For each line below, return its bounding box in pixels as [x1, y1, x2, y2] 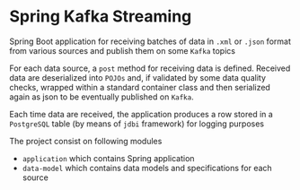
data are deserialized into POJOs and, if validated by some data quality [9, 72, 267, 82]
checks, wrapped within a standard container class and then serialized [9, 82, 271, 92]
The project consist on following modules [9, 135, 163, 146]
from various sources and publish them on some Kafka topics [9, 45, 236, 56]
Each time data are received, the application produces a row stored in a [9, 108, 274, 119]
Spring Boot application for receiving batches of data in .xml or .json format [9, 36, 292, 47]
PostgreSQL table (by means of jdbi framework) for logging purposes [9, 118, 265, 129]
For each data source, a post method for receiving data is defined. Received [9, 63, 291, 73]
